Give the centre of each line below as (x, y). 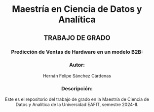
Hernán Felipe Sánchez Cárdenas (77, 75)
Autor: (77, 65)
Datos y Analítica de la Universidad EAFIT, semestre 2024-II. (77, 105)
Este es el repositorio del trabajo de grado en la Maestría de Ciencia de (77, 99)
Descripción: (77, 88)
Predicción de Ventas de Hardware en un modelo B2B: (77, 52)
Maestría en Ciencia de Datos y (77, 9)
